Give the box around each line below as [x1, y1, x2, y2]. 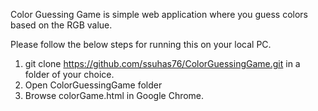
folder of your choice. [24, 69, 115, 80]
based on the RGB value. [10, 19, 113, 31]
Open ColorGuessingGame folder [24, 79, 163, 91]
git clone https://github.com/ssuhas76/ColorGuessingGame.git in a [24, 58, 301, 69]
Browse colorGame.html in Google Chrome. [24, 90, 205, 101]
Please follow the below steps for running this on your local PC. [10, 39, 272, 50]
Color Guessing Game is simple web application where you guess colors [10, 9, 309, 20]
